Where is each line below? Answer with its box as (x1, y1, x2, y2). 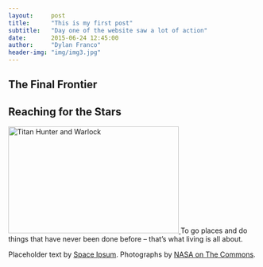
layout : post (8, 11, 66, 20)
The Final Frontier (8, 78, 98, 91)
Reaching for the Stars (8, 105, 122, 118)
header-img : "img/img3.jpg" (8, 48, 102, 56)
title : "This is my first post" (8, 19, 133, 27)
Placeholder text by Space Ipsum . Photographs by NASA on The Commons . (8, 250, 256, 259)
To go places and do (180, 226, 248, 235)
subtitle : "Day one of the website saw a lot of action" (8, 26, 208, 34)
